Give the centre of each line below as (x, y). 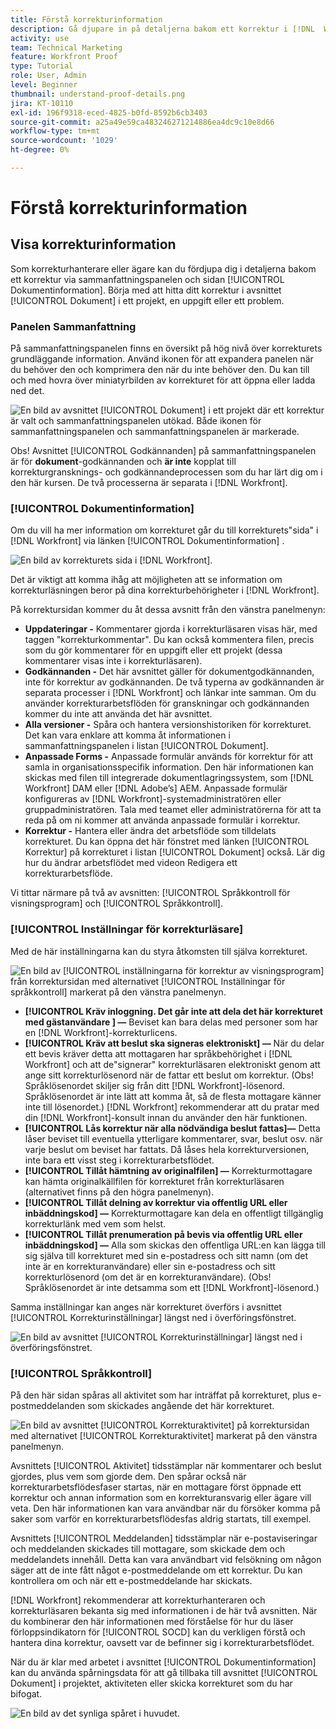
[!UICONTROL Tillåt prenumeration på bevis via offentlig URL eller (163, 1234)
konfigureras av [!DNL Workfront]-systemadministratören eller (153, 799)
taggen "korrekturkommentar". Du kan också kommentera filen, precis (169, 640)
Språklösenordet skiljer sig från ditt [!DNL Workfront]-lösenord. (154, 1085)
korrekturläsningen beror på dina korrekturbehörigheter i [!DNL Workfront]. (165, 590)
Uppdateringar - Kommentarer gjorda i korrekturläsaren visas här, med (171, 629)
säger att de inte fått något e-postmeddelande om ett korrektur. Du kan (156, 1570)
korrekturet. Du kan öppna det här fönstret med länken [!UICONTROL (167, 842)
